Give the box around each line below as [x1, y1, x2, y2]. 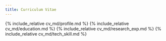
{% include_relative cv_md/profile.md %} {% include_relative [5, 20, 129, 26]
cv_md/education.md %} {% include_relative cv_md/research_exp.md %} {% [5, 25, 162, 32]
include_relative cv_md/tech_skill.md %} [5, 31, 87, 37]
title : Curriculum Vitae [5, 7, 56, 12]
